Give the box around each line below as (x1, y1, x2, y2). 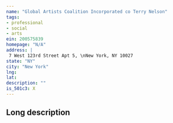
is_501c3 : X (6, 86, 35, 92)
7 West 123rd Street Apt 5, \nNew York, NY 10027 (8, 53, 133, 59)
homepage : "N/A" (6, 42, 46, 48)
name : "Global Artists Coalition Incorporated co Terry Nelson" (6, 8, 168, 15)
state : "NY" (6, 58, 35, 64)
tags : (6, 14, 19, 20)
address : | (6, 47, 33, 53)
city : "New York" (6, 63, 49, 70)
